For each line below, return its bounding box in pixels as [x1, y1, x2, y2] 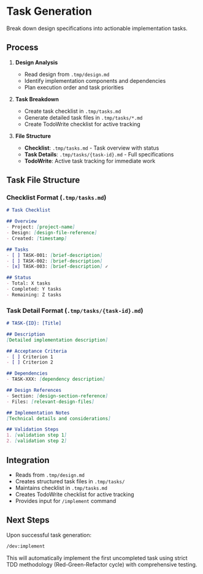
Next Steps [6, 515, 50, 526]
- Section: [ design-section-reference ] [6, 392, 109, 399]
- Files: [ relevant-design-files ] [6, 399, 95, 405]
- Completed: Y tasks [6, 286, 62, 293]
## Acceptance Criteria [6, 348, 67, 354]
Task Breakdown [15, 95, 59, 102]
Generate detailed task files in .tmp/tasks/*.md [24, 113, 143, 121]
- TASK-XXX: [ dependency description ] [6, 376, 105, 383]
